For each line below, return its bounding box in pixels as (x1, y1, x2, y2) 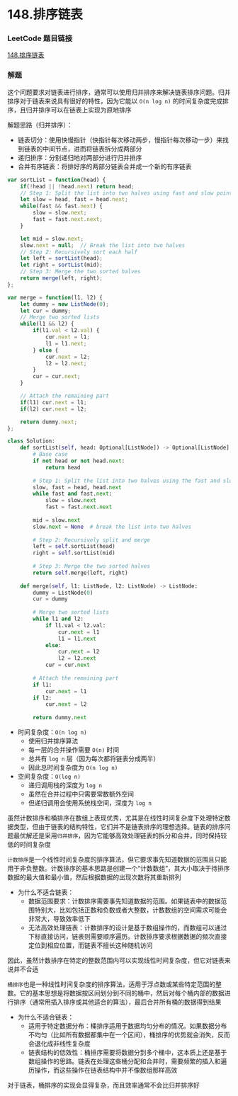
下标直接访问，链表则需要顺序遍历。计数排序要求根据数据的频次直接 (28, 932, 227, 941)
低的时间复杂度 (7, 840, 51, 849)
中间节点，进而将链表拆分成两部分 (42, 144, 142, 153)
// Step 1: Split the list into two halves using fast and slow (20, 189, 214, 197)
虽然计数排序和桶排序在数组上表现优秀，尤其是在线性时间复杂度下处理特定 (7, 814, 225, 822)
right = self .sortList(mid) (33, 549, 115, 556)
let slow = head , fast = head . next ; (20, 196, 129, 203)
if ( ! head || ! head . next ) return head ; (20, 183, 135, 190)
